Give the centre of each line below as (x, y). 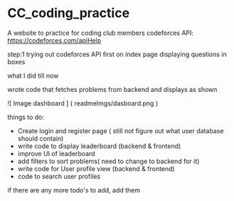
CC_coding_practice (69, 13)
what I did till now (33, 76)
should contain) (41, 138)
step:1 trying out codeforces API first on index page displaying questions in (117, 54)
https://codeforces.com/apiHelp (54, 40)
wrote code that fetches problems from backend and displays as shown (112, 89)
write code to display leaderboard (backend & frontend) (99, 146)
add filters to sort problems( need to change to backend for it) (108, 161)
